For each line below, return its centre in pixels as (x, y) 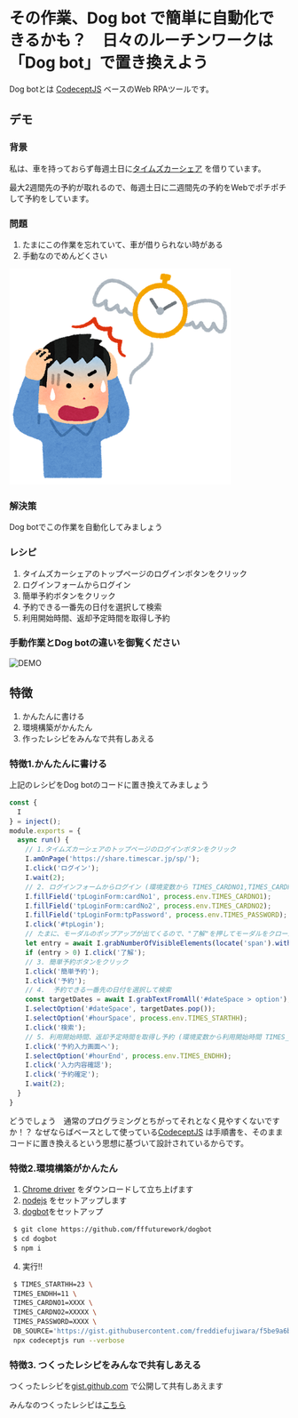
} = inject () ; (35, 821)
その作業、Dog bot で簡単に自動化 (134, 18)
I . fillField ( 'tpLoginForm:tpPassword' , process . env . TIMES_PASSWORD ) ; (157, 915)
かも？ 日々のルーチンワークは (156, 40)
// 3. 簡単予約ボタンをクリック (77, 962)
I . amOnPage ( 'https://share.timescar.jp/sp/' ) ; (113, 859)
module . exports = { (45, 831)
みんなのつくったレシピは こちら (67, 1405)
